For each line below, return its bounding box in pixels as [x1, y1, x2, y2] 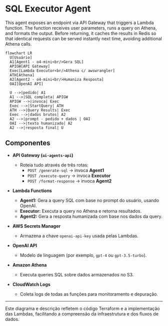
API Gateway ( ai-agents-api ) [12, 152, 73, 158]
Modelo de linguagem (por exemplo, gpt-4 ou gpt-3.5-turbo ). [19, 252, 147, 258]
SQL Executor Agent [5, 3, 91, 15]
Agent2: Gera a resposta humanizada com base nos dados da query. [19, 213, 162, 219]
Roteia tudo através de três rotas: [19, 161, 88, 168]
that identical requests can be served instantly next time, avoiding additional [5, 36, 162, 42]
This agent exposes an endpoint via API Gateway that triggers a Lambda [5, 20, 154, 26]
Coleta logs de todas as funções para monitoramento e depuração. [19, 291, 158, 297]
